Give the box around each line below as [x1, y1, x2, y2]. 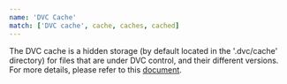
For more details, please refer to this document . [9, 64, 183, 75]
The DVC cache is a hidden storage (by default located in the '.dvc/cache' [9, 45, 278, 56]
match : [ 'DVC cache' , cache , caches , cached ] [9, 21, 179, 30]
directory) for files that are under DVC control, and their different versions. [9, 55, 279, 65]
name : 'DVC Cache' [9, 12, 77, 22]
